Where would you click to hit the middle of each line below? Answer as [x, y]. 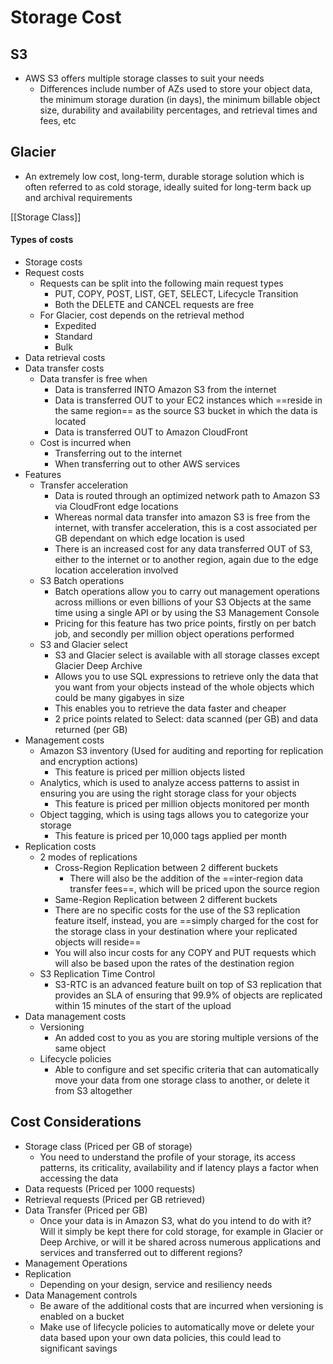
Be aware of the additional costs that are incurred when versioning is [181, 1305]
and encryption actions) [89, 762]
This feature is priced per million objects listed [150, 772]
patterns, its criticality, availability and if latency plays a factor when [179, 1167]
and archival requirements [78, 197]
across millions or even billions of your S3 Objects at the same [183, 602]
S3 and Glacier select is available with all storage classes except [187, 655]
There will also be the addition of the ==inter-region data [186, 878]
